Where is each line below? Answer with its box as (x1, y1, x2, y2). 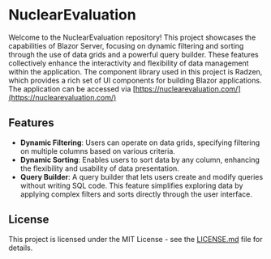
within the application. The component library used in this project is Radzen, (8, 66, 263, 76)
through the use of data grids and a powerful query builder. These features (8, 49, 259, 59)
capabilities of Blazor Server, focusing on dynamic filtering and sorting (8, 40, 244, 50)
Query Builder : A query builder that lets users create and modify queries (19, 172, 264, 181)
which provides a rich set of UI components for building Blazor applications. (8, 75, 262, 85)
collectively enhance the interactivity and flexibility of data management (8, 58, 249, 68)
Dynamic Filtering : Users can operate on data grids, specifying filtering (19, 138, 260, 147)
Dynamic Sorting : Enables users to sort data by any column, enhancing (19, 155, 260, 164)
